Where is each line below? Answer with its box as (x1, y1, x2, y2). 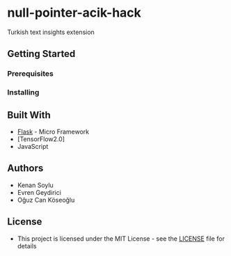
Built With (7, 109, 51, 121)
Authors (7, 162, 44, 175)
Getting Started (7, 48, 76, 60)
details (17, 241, 37, 250)
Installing (7, 88, 40, 97)
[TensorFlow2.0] (17, 134, 65, 143)
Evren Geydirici (17, 188, 61, 196)
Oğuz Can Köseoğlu (17, 195, 75, 204)
